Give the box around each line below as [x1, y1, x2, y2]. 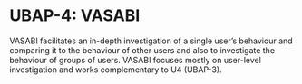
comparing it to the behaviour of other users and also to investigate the [9, 44, 275, 55]
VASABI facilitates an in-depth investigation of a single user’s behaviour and [9, 35, 293, 46]
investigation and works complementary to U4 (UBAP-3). [9, 64, 222, 75]
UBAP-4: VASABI [9, 5, 141, 26]
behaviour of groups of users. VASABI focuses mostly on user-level [9, 54, 261, 65]
